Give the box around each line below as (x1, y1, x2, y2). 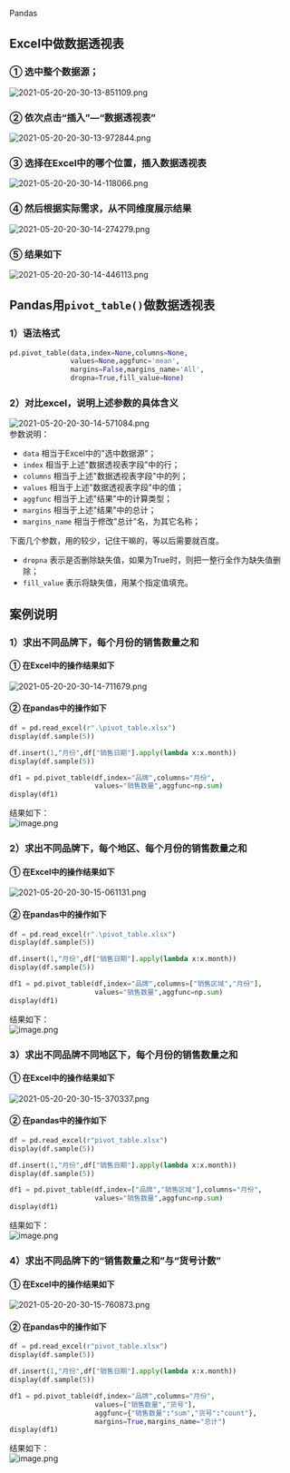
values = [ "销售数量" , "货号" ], (94, 1399, 197, 1409)
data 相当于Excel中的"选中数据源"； (22, 448, 157, 459)
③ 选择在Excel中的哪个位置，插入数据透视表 (9, 156, 207, 169)
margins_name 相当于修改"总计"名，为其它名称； (22, 516, 201, 527)
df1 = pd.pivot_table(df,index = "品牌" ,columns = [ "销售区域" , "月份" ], (9, 979, 263, 988)
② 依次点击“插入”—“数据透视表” (9, 111, 156, 123)
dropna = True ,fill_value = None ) (70, 374, 184, 383)
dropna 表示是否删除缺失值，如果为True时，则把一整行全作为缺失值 (22, 555, 274, 565)
